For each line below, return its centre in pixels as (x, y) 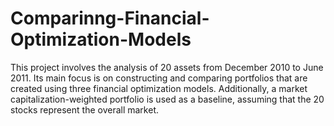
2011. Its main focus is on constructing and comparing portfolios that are (159, 78)
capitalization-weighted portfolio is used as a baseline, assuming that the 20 (167, 99)
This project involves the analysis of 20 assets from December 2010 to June (167, 67)
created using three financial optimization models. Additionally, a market (159, 88)
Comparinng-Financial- (110, 18)
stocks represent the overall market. (84, 109)
